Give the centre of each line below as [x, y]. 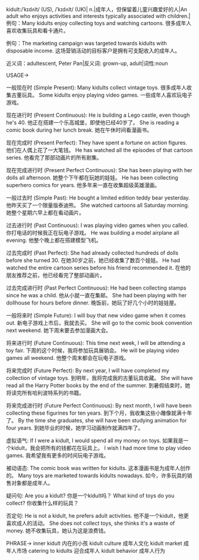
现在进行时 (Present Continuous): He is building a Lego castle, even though [98, 115]
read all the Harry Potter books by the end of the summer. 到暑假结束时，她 [98, 385]
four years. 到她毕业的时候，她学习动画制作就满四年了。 [75, 428]
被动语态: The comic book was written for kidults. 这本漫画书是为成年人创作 [99, 468]
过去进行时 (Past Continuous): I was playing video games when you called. [97, 225]
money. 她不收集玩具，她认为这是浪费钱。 [58, 531]
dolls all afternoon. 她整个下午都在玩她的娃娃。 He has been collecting [92, 178]
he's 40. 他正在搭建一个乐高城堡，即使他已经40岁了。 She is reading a [93, 122]
